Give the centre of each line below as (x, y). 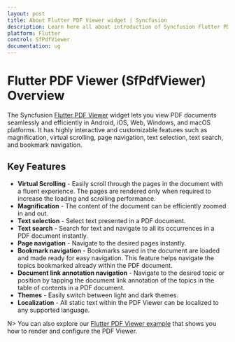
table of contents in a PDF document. (71, 287)
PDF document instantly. (53, 236)
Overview (36, 96)
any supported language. (54, 310)
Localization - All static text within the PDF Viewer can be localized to (118, 302)
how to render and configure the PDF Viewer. (72, 331)
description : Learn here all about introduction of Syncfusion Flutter (114, 27)
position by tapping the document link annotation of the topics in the (116, 280)
